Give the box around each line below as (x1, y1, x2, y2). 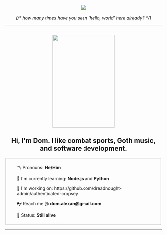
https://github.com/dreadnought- (54, 185, 122, 191)
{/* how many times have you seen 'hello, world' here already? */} (15, 15, 152, 21)
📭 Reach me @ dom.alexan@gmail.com (17, 200, 102, 206)
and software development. (39, 144, 128, 153)
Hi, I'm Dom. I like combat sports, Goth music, (11, 136, 156, 145)
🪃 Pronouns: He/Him (17, 164, 61, 170)
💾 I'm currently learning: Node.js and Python (17, 176, 109, 181)
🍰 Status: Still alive (17, 212, 56, 218)
